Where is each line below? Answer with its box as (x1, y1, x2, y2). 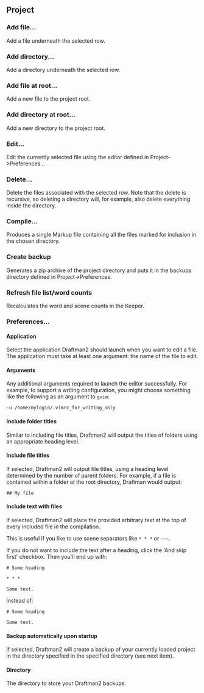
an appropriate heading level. (6, 437, 80, 445)
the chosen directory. (6, 237, 60, 245)
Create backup (6, 253, 51, 261)
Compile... (6, 217, 38, 226)
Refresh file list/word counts (6, 288, 93, 296)
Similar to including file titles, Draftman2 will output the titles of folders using (6, 431, 198, 439)
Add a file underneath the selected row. (6, 37, 105, 45)
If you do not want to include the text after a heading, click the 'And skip (6, 547, 187, 554)
